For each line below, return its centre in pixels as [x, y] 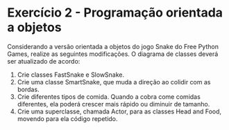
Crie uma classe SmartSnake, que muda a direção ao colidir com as [114, 82]
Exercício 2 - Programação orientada [115, 13]
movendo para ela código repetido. [67, 118]
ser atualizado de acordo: [44, 61]
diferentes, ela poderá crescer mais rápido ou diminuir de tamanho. [113, 104]
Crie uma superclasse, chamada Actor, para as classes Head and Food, [119, 111]
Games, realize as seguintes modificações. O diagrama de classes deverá [113, 54]
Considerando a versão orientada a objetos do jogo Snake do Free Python [113, 46]
